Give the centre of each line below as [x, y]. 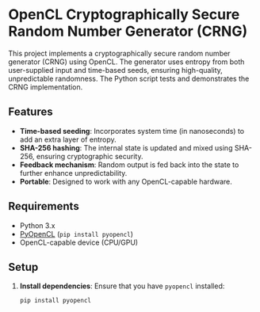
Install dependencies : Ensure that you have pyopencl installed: [122, 286]
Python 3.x [37, 225]
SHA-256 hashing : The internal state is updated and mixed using [126, 147]
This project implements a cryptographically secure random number [119, 53]
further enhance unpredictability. [73, 173]
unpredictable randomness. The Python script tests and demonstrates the [129, 78]
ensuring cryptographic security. [90, 156]
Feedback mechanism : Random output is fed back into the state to [129, 165]
